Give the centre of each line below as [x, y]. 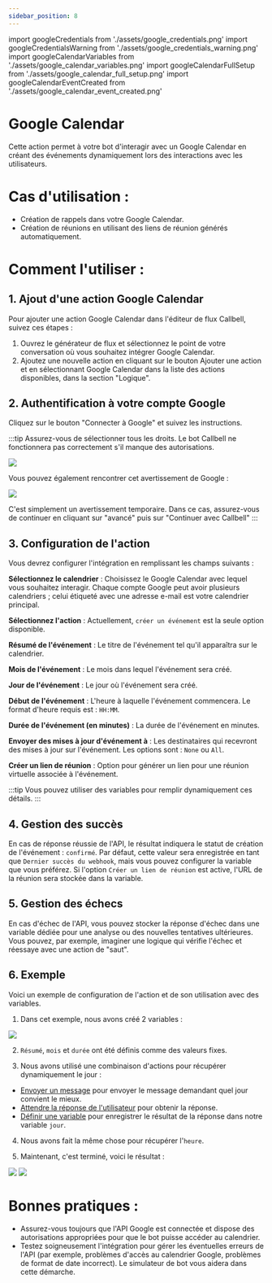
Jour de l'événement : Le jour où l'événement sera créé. [103, 685]
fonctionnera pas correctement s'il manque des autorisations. [112, 447]
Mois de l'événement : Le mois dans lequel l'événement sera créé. [120, 670]
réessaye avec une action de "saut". [69, 949]
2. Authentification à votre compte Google [117, 403]
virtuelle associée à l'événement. [63, 775]
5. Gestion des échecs [66, 904]
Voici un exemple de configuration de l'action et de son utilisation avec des [134, 994]
